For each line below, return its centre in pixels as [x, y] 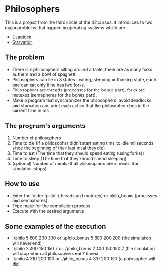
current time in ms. [31, 110]
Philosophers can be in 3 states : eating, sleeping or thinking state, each [84, 79]
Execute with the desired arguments [48, 211]
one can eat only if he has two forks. [49, 85]
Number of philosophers [36, 138]
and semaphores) [30, 201]
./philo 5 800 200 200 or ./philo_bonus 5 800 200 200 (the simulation [82, 238]
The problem [25, 58]
